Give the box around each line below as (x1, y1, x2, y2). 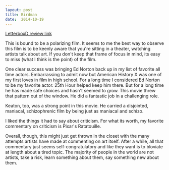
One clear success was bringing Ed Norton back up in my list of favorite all (5, 66, 160, 72)
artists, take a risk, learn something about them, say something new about (5, 154, 159, 160)
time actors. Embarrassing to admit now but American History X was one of (5, 72, 162, 78)
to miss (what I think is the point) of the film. (5, 56, 97, 63)
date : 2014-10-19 (5, 17, 44, 22)
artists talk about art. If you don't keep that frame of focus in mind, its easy (5, 51, 160, 57)
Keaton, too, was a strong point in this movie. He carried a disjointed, (5, 103, 149, 109)
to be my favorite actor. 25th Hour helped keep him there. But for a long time (5, 82, 164, 88)
